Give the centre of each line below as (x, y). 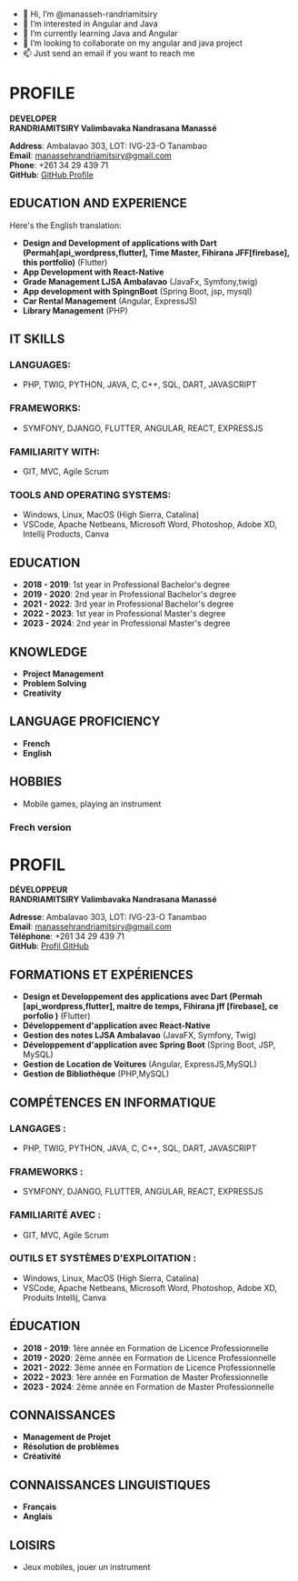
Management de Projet (67, 1437)
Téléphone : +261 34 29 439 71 (67, 936)
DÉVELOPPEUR (39, 890)
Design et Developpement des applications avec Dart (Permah (143, 996)
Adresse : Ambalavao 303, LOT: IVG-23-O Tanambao (108, 917)
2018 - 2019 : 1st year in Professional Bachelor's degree (126, 585)
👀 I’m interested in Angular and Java (90, 24)
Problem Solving (55, 683)
